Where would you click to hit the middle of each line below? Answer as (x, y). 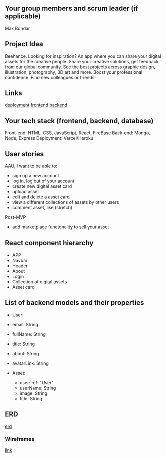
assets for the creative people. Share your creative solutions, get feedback (82, 61)
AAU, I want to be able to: (31, 166)
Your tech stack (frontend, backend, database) (79, 121)
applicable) (23, 16)
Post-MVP (16, 217)
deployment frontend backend (36, 105)
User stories (24, 154)
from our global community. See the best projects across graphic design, (80, 67)
